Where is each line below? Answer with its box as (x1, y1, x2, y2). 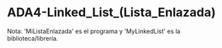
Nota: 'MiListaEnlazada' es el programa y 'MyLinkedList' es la (7, 27, 181, 35)
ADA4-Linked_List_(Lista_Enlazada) (7, 5, 216, 20)
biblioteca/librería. (7, 34, 58, 42)
